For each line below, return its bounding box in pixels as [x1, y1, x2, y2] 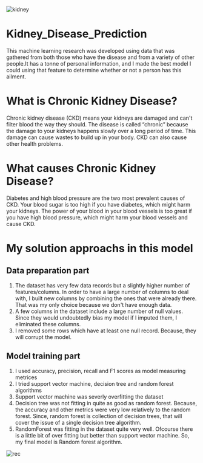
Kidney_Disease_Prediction [6, 27, 147, 41]
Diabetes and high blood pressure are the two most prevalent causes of [6, 194, 185, 202]
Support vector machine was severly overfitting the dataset [15, 393, 164, 400]
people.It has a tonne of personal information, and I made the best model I [6, 60, 191, 67]
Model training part [6, 351, 81, 362]
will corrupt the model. [15, 333, 72, 340]
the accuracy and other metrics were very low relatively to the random [15, 406, 191, 413]
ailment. [6, 73, 26, 80]
